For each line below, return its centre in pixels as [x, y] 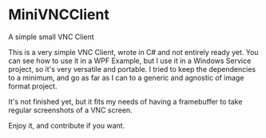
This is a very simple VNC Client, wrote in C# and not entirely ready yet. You [133, 52]
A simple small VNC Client [51, 37]
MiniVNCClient [59, 15]
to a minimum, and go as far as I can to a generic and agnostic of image [126, 77]
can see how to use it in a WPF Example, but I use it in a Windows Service [130, 61]
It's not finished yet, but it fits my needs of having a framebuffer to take [125, 101]
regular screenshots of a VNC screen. [71, 110]
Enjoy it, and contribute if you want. [67, 125]
